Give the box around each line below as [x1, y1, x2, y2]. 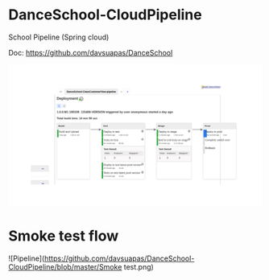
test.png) [123, 261, 155, 271]
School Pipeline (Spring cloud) [8, 32, 110, 42]
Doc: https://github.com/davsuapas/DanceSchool [8, 47, 173, 57]
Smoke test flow [8, 227, 119, 245]
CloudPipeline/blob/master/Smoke [8, 261, 122, 271]
